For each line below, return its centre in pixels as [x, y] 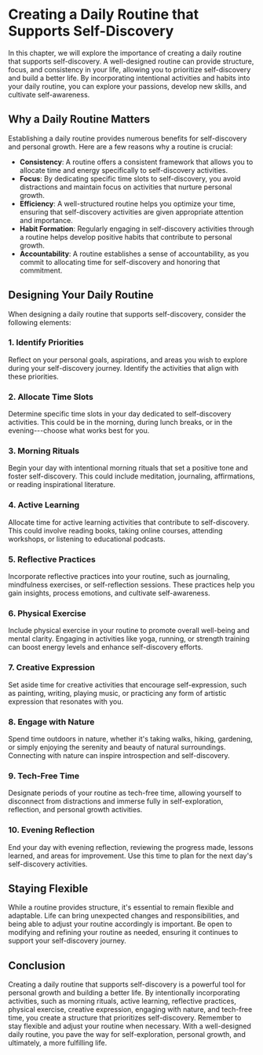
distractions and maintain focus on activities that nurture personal [126, 187]
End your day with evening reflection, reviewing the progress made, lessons [131, 847]
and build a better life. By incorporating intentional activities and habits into [129, 78]
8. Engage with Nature [51, 722]
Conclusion [37, 965]
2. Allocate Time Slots [51, 397]
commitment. [41, 270]
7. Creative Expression [52, 668]
